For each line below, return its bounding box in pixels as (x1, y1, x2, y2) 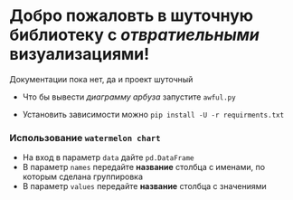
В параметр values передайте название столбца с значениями (22, 181, 267, 192)
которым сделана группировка (22, 171, 143, 182)
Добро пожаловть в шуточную (9, 5, 254, 26)
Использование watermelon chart (9, 131, 161, 144)
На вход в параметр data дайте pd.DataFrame (22, 152, 194, 163)
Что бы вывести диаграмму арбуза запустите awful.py (22, 91, 237, 102)
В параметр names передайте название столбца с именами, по (22, 162, 265, 173)
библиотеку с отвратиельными (9, 24, 260, 45)
